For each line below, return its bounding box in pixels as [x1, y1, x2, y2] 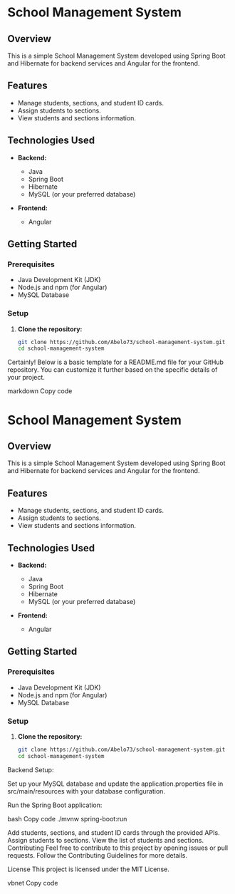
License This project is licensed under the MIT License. [7, 865, 169, 873]
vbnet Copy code [7, 878, 58, 887]
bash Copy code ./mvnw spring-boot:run [7, 814, 127, 823]
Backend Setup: [7, 765, 54, 774]
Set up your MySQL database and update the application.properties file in [7, 779, 224, 788]
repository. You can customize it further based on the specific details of [7, 365, 218, 374]
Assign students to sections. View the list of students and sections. [7, 836, 204, 844]
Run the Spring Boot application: [7, 801, 103, 809]
